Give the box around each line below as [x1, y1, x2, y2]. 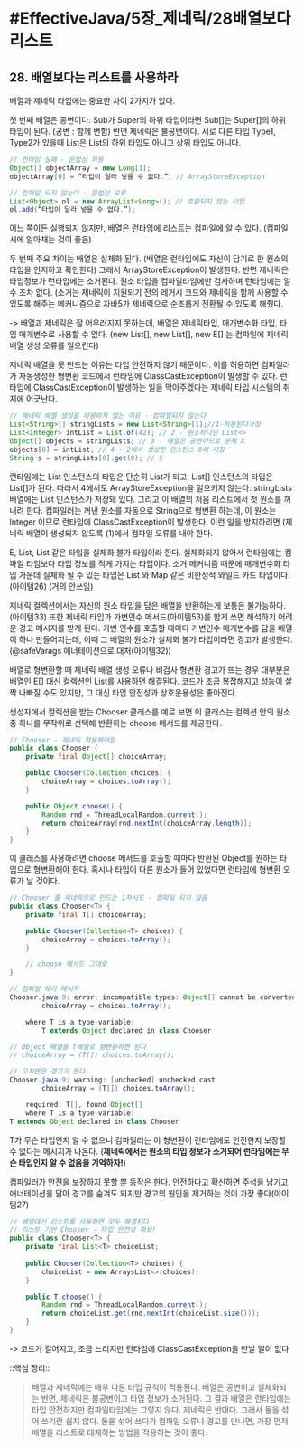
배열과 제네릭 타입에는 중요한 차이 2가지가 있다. [9, 96, 176, 106]
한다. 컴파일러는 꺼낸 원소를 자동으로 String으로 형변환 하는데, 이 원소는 [25, 505, 277, 515]
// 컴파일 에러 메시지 [9, 985, 79, 994]
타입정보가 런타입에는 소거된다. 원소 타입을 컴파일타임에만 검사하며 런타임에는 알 [9, 276, 291, 287]
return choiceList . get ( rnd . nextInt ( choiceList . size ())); [41, 1309, 260, 1318]
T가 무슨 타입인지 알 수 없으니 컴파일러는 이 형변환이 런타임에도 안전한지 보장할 [9, 1134, 287, 1145]
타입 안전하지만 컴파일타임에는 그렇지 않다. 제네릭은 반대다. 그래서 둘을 [31, 1403, 280, 1415]
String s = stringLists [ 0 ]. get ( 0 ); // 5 [9, 453, 164, 462]
